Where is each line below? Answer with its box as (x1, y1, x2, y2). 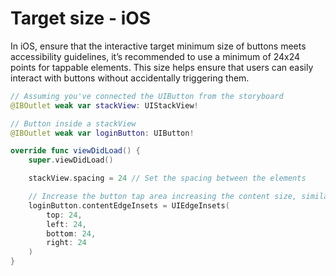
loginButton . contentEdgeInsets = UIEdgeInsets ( (28, 200, 230, 211)
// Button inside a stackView (10, 118, 137, 129)
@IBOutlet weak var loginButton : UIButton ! (10, 128, 195, 138)
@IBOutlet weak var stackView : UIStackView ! (10, 100, 199, 111)
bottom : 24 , (46, 228, 97, 239)
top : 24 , (46, 210, 83, 220)
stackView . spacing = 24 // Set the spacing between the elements (28, 173, 307, 184)
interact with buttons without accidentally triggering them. (10, 72, 250, 84)
